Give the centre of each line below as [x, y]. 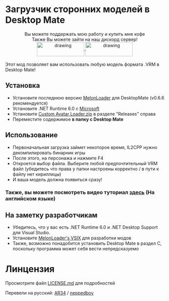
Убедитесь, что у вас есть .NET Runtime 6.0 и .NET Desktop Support [85, 227]
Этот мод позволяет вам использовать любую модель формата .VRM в [82, 64]
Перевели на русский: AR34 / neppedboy [49, 293]
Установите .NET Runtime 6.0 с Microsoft [56, 108]
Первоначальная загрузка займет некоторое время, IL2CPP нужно [85, 147]
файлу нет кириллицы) [37, 174]
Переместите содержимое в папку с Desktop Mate [68, 119]
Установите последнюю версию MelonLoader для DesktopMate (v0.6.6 [88, 97]
